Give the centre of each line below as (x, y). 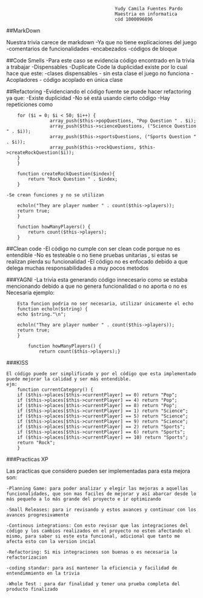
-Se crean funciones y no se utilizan (55, 195)
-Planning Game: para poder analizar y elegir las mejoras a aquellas (97, 488)
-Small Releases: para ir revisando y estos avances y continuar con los (101, 510)
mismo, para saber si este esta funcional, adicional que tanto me (93, 536)
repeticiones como (30, 104)
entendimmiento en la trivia (43, 573)
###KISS (17, 363)
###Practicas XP (27, 459)
